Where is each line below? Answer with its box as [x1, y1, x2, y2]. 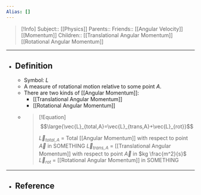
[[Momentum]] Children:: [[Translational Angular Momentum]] [20, 31, 173, 39]
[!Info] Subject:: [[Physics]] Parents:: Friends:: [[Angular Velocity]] [20, 25, 184, 32]
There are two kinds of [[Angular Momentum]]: [23, 89, 139, 96]
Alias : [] [6, 8, 31, 15]
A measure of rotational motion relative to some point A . [23, 83, 162, 90]
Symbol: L [23, 77, 49, 84]
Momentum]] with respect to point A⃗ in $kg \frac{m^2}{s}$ [38, 150, 187, 157]
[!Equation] [38, 114, 66, 121]
